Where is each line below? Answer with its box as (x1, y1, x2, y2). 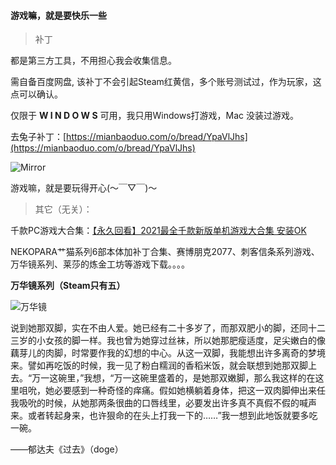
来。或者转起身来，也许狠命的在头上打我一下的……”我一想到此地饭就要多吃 (10, 410, 318, 422)
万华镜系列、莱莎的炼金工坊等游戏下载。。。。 (10, 258, 190, 270)
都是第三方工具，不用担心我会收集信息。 (10, 55, 177, 67)
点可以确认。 (10, 88, 63, 100)
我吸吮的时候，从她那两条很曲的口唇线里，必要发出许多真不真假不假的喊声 (10, 397, 317, 409)
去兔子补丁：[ (10, 131, 67, 143)
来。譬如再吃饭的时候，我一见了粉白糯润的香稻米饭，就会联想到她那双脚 (10, 360, 308, 372)
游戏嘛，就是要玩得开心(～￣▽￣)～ (10, 182, 158, 194)
